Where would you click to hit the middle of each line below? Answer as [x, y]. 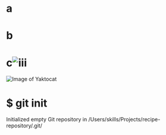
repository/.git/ [24, 126]
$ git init [27, 103]
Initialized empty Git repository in [47, 120]
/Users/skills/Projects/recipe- [124, 120]
